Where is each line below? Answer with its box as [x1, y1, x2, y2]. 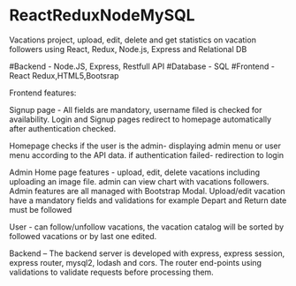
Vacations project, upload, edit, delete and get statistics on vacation [9, 34, 256, 45]
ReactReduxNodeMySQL [9, 5, 196, 26]
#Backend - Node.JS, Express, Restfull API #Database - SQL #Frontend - [9, 61, 276, 71]
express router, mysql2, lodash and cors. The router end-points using [9, 257, 262, 267]
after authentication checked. [9, 123, 117, 133]
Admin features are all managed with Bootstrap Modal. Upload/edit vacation [9, 185, 285, 196]
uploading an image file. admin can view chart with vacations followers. [9, 176, 269, 186]
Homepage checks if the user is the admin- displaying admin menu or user [9, 140, 281, 151]
